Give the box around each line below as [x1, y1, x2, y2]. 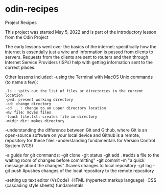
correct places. [5, 64, 36, 70]
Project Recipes [5, 20, 37, 25]
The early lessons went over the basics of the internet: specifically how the [5, 43, 157, 49]
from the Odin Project [5, 34, 49, 40]
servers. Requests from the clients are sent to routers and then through [5, 54, 148, 60]
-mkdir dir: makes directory [5, 118, 65, 123]
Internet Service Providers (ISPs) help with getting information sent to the [5, 59, 153, 65]
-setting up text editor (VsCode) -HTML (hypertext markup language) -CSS [5, 177, 157, 183]
